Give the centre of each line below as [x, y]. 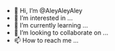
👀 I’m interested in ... [43, 18]
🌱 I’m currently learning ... [51, 25]
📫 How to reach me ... [46, 40]
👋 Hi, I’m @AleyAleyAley [48, 11]
